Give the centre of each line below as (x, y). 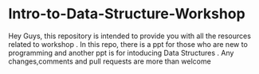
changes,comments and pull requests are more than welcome (110, 61)
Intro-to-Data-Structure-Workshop (127, 14)
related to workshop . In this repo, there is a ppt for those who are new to (128, 44)
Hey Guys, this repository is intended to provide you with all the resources (129, 36)
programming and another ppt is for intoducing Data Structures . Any (121, 53)
